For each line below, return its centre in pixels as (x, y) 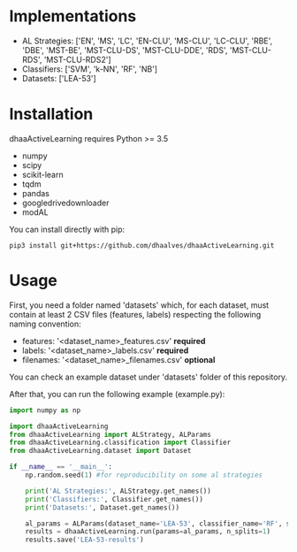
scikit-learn (42, 174)
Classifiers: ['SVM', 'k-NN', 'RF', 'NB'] (89, 69)
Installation (51, 115)
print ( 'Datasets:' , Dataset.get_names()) (102, 507)
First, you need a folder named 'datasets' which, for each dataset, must (139, 305)
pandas (36, 193)
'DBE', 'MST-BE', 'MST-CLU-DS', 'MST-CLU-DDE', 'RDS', (125, 50)
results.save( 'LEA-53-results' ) (84, 540)
